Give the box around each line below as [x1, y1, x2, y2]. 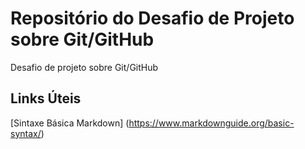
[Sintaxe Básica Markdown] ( [10, 117, 130, 129]
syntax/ [10, 127, 42, 139]
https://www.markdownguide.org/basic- [128, 117, 295, 129]
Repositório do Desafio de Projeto [10, 7, 295, 30]
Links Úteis [10, 90, 82, 107]
